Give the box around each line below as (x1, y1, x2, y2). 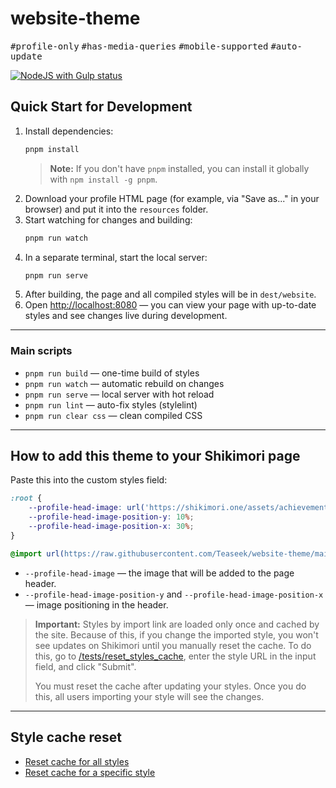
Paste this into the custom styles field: (10, 474, 168, 486)
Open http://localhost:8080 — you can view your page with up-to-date (24, 299, 317, 311)
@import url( (10, 548, 65, 559)
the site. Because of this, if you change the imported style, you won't (34, 628, 319, 641)
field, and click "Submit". (34, 660, 137, 672)
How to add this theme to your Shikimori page (10, 448, 301, 465)
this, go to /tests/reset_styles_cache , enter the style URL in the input (34, 650, 317, 662)
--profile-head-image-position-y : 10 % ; (28, 512, 195, 522)
